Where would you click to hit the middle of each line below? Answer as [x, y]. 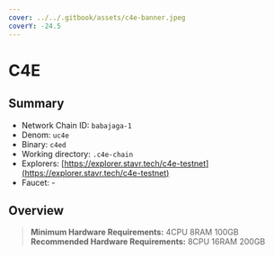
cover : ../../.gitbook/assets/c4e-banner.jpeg [97, 18]
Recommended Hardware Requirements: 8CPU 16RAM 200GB [148, 242]
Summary [36, 104]
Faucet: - [38, 182]
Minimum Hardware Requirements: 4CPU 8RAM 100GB [134, 232]
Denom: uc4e [45, 135]
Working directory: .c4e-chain [77, 154]
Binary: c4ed [44, 144]
